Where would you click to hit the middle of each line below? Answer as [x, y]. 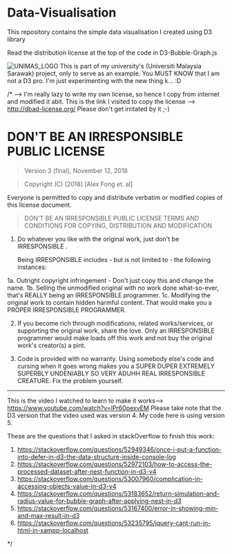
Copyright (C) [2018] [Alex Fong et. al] [78, 184]
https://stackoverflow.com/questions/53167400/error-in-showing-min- [118, 508]
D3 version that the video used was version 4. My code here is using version [116, 415]
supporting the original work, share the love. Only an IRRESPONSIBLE [116, 331]
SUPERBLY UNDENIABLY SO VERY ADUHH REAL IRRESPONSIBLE [111, 373]
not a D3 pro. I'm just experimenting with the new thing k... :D [94, 80]
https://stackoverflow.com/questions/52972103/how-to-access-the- [115, 464]
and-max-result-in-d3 [48, 515]
